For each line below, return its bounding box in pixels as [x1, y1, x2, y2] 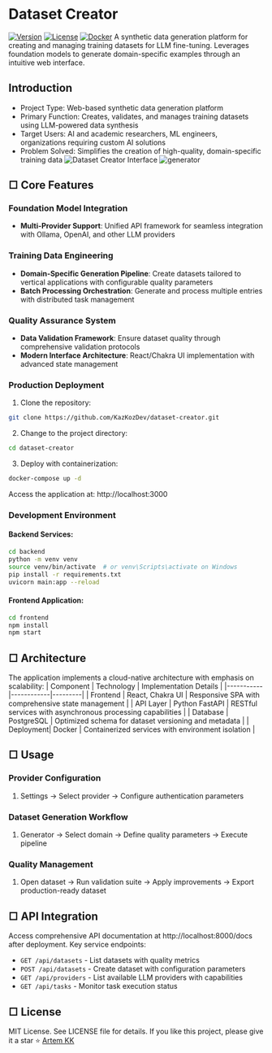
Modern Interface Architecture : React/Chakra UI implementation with [19, 350, 255, 360]
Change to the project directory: [19, 429, 128, 438]
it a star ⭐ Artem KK [8, 1036, 75, 1045]
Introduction [8, 81, 73, 95]
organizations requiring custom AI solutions [19, 137, 166, 147]
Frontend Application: [8, 595, 84, 606]
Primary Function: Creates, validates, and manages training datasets [19, 111, 249, 121]
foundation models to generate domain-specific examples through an [8, 49, 241, 59]
